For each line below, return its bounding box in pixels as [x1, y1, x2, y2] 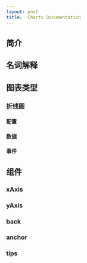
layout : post [6, 8, 39, 15]
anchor [6, 233, 28, 241]
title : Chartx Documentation [6, 14, 82, 20]
